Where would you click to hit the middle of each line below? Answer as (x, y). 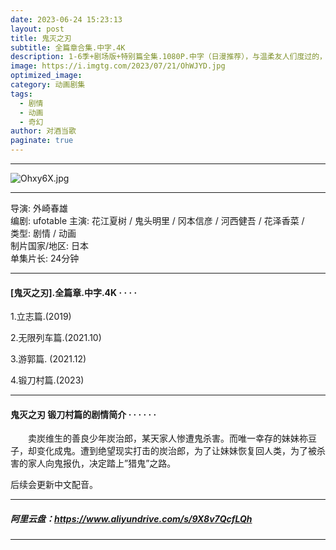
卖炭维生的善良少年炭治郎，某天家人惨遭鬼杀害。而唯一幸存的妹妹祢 (167, 438)
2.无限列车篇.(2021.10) (56, 338)
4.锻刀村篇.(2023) (47, 380)
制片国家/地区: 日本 (50, 245)
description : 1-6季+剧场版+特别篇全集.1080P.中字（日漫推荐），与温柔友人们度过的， (168, 57)
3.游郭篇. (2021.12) (48, 359)
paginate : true (42, 141)
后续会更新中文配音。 (54, 485)
